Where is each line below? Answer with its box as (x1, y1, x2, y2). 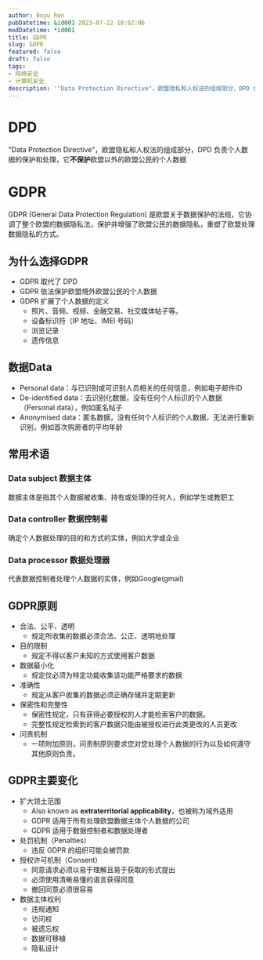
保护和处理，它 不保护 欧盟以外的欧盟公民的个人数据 (21, 155, 186, 165)
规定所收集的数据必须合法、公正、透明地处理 (31, 631, 176, 640)
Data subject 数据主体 (8, 473, 92, 484)
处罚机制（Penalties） (19, 835, 92, 845)
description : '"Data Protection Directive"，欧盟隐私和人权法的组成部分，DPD (8, 84, 250, 93)
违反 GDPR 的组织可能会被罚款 (31, 845, 130, 855)
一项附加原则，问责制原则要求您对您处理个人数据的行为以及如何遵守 (31, 739, 251, 748)
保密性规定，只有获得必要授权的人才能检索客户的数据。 (31, 709, 210, 718)
